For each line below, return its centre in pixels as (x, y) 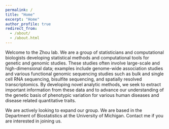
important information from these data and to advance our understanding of (84, 90)
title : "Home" (20, 15)
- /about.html (25, 38)
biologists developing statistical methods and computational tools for (77, 57)
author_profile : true (28, 24)
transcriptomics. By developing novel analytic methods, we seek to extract (83, 84)
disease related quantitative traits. (41, 100)
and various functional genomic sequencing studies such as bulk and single (84, 74)
